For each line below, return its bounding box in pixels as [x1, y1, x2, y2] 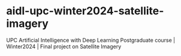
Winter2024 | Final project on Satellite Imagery [6, 43, 122, 50]
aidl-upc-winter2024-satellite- [6, 4, 164, 18]
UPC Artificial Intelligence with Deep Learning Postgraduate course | [6, 36, 176, 43]
